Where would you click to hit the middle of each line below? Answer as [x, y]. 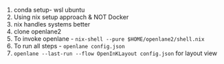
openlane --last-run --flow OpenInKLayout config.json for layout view [115, 53]
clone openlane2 [37, 31]
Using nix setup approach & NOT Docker [71, 17]
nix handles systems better [52, 24]
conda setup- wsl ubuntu [49, 10]
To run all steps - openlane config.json [69, 46]
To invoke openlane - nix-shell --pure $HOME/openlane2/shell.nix [109, 39]
